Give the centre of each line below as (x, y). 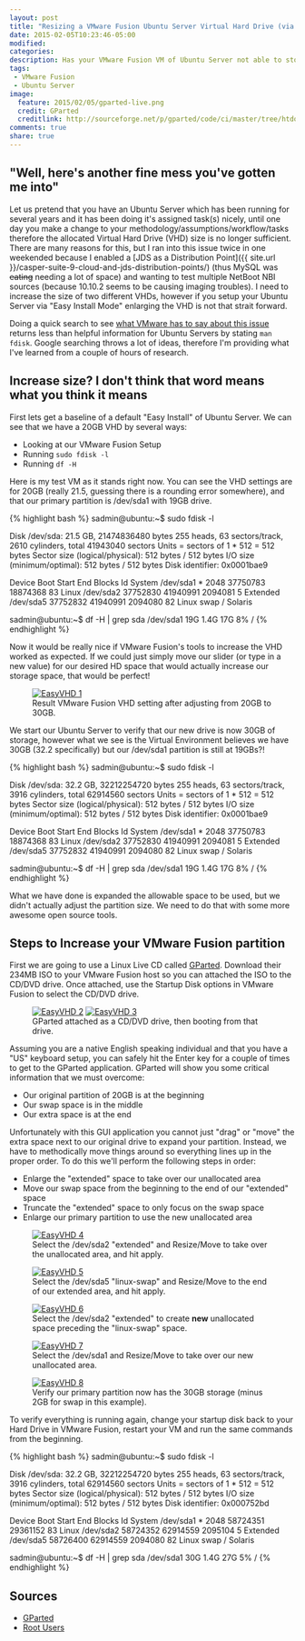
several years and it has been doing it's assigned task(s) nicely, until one (145, 218)
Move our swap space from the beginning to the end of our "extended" (155, 1188)
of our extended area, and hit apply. (99, 1291)
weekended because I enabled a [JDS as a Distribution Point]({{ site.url (143, 257)
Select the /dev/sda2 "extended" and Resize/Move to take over (150, 1245)
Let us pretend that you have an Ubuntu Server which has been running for (150, 209)
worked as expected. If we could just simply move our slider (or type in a (145, 656)
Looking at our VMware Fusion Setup (92, 444)
